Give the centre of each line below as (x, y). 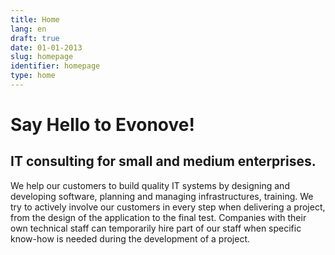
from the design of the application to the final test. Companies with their (158, 217)
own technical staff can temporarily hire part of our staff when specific (156, 228)
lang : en (28, 29)
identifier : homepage (55, 66)
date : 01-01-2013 (46, 47)
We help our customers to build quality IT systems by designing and (150, 185)
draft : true (35, 38)
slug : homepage (42, 57)
